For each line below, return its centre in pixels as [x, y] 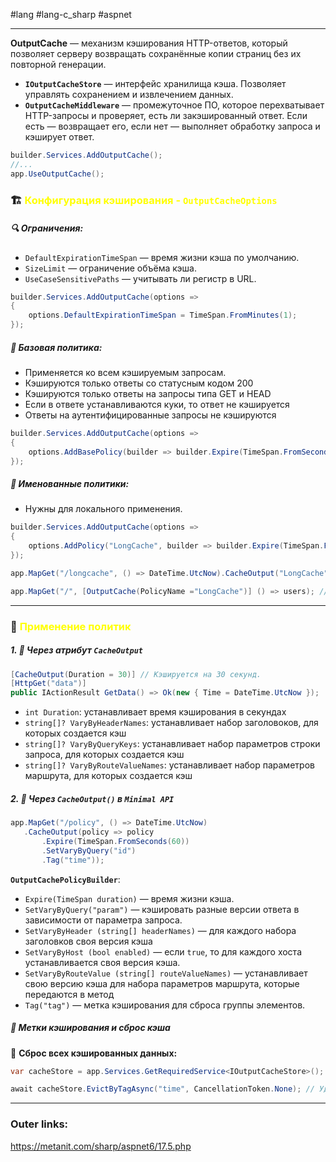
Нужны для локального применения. [103, 509]
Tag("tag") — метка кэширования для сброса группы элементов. [165, 1005]
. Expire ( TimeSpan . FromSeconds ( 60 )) [115, 841]
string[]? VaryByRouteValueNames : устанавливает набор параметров [169, 765]
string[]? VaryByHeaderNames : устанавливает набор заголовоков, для [171, 723]
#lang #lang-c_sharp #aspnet [71, 14]
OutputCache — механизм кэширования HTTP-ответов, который [149, 43]
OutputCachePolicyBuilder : [65, 879]
